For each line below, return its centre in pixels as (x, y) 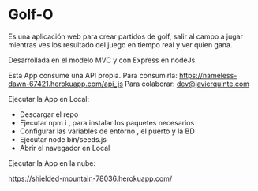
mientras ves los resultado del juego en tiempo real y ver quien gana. (120, 44)
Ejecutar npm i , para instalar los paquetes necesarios (107, 122)
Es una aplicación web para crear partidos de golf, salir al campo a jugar (125, 36)
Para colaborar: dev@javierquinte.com (187, 84)
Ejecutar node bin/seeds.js (63, 139)
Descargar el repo (49, 114)
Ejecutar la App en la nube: (52, 163)
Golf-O (31, 15)
